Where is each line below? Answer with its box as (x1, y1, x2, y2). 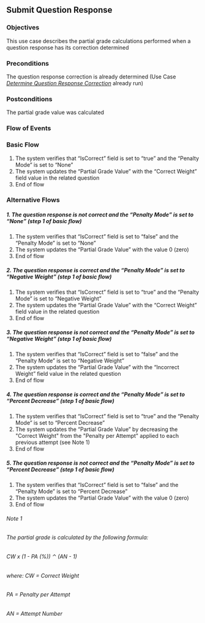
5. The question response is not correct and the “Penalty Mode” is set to (6, 459, 195, 467)
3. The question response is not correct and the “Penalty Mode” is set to (6, 328, 195, 336)
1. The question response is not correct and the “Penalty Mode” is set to (6, 211, 194, 218)
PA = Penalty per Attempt (6, 591, 70, 598)
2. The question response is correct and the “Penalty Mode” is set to (6, 266, 185, 273)
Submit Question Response (6, 5, 113, 15)
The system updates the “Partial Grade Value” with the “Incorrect (15, 364, 179, 371)
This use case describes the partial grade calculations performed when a (6, 37, 191, 45)
